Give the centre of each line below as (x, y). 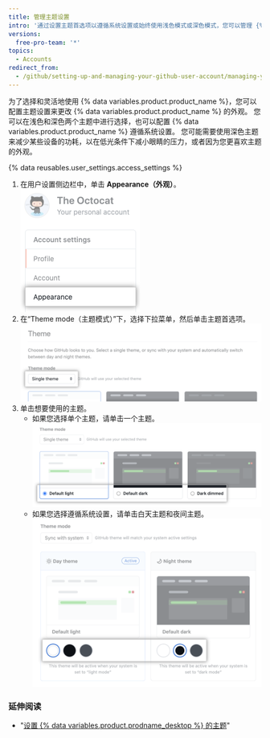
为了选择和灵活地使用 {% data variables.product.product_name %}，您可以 (133, 101)
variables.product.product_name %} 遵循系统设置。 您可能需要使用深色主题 (133, 131)
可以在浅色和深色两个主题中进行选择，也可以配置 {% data (104, 121)
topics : (21, 51)
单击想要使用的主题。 (55, 408)
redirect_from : (34, 68)
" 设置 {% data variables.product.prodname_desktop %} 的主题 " (125, 726)
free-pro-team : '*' (48, 43)
